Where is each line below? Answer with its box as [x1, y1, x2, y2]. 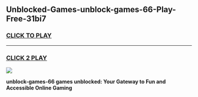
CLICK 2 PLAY [6, 53, 47, 62]
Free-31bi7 [6, 14, 47, 24]
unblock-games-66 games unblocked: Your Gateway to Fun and [6, 78, 166, 85]
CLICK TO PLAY [6, 32, 52, 40]
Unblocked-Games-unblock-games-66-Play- [6, 5, 176, 15]
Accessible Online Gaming [6, 84, 72, 91]
